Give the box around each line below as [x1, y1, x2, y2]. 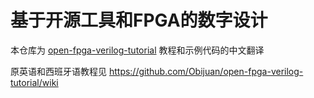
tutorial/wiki [10, 76, 59, 88]
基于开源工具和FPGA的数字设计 [10, 9, 268, 32]
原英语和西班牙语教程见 [10, 65, 107, 77]
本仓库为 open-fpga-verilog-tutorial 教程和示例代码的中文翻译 [10, 44, 265, 56]
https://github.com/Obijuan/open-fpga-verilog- [108, 65, 304, 77]
